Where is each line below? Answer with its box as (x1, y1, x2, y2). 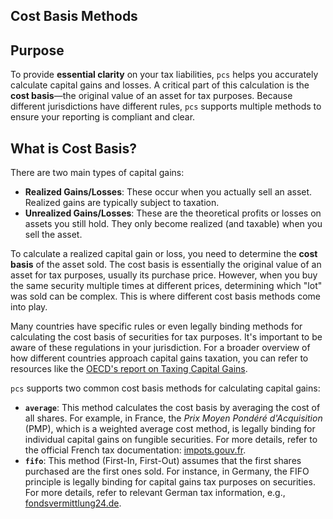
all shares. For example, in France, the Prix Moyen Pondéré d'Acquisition (24, 412, 323, 424)
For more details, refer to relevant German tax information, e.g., (24, 487, 286, 499)
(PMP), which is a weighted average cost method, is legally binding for (24, 423, 316, 435)
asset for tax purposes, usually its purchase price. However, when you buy (10, 269, 318, 281)
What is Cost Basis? (10, 140, 138, 157)
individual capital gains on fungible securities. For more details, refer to (24, 434, 318, 446)
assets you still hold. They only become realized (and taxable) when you (24, 218, 323, 230)
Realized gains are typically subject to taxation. (24, 197, 220, 209)
